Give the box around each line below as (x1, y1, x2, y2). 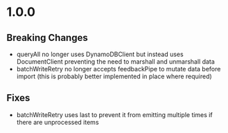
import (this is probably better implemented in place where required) (16, 72, 212, 80)
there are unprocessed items (16, 118, 99, 126)
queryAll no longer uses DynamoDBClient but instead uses (16, 50, 184, 58)
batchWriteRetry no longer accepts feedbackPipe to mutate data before (16, 65, 221, 73)
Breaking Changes (6, 32, 88, 44)
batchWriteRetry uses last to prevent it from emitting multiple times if (16, 110, 213, 118)
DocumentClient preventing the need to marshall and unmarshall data (16, 57, 216, 66)
